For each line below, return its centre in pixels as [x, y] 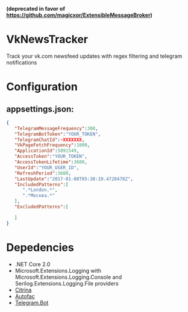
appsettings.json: [40, 109]
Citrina [23, 290]
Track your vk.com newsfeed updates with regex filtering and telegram [94, 56]
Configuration [42, 87]
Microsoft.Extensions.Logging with [58, 270]
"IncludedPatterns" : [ [41, 184]
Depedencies [40, 247]
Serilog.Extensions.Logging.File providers [67, 283]
